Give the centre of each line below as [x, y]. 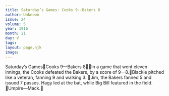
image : [12, 52]
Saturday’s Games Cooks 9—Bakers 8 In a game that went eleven [76, 67]
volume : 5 [16, 24]
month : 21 [16, 33]
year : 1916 [17, 29]
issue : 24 [16, 19]
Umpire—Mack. [24, 88]
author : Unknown [22, 15]
